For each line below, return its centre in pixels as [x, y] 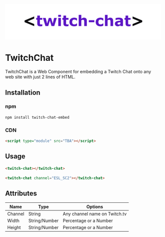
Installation [23, 92]
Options [95, 206]
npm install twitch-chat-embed [37, 117]
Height [14, 228]
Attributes [21, 193]
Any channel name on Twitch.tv [95, 214]
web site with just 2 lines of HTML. [40, 77]
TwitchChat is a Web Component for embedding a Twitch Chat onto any [78, 72]
